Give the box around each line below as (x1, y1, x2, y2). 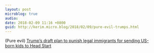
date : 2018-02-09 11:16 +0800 (5, 20, 66, 25)
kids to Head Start (15, 43, 52, 49)
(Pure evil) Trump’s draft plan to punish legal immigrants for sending (5, 38, 140, 43)
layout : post (5, 7, 31, 12)
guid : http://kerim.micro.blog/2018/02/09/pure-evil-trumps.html (5, 25, 139, 30)
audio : (5, 16, 18, 21)
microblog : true (5, 11, 38, 16)
